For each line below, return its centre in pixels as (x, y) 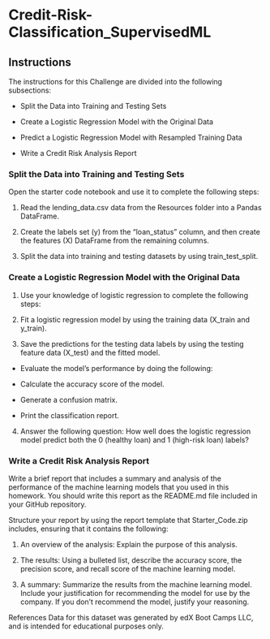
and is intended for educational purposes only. (86, 626)
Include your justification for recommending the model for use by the (135, 593)
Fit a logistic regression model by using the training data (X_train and (135, 319)
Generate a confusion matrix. (69, 399)
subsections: (30, 90)
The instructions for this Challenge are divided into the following (116, 82)
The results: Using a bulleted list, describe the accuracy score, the (131, 560)
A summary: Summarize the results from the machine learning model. (136, 584)
